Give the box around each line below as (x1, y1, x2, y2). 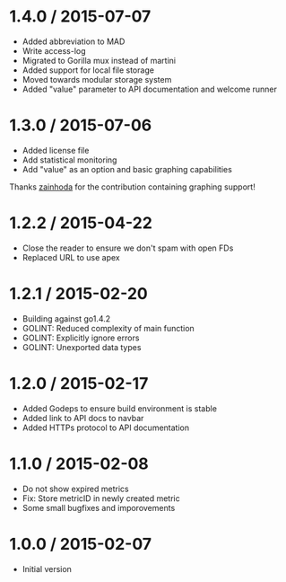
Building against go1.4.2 (22, 313, 111, 324)
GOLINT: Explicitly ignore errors (22, 332, 140, 343)
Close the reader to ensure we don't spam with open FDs (22, 242, 234, 253)
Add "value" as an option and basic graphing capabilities (22, 163, 233, 174)
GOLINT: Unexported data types (22, 341, 142, 352)
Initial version (22, 563, 72, 574)
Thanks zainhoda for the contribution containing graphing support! (9, 181, 256, 192)
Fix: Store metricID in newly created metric (22, 492, 181, 504)
